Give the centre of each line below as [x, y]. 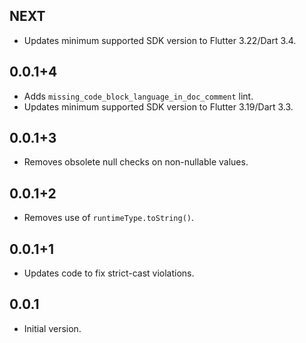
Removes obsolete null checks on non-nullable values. [136, 162]
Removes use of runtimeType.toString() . [109, 218]
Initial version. [52, 328]
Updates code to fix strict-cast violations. [109, 273]
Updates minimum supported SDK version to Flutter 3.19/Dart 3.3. [158, 106]
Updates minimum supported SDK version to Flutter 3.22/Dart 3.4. [160, 40]
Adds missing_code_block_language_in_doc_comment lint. [138, 96]
